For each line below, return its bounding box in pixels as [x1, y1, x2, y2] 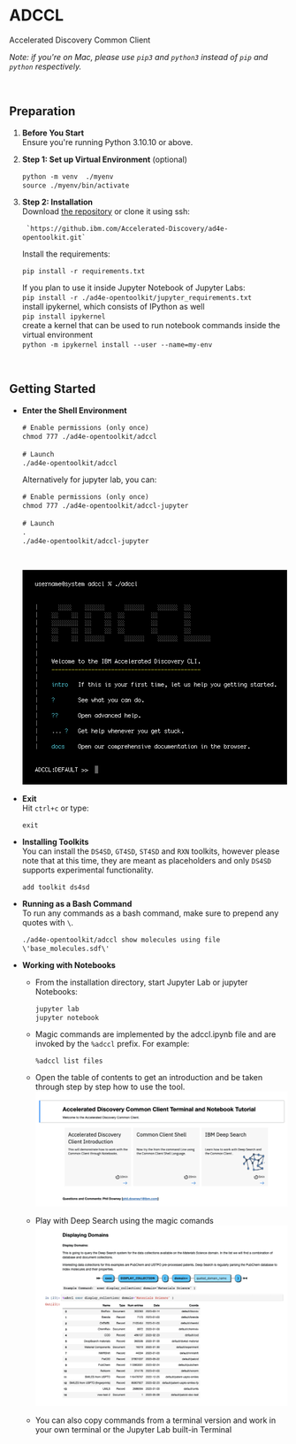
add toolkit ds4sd [21, 882, 90, 892]
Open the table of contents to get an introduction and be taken [34, 1071, 263, 1082]
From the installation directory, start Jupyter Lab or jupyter [34, 977, 248, 987]
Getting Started [9, 381, 96, 396]
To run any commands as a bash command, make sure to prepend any [21, 908, 279, 918]
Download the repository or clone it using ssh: [21, 205, 190, 217]
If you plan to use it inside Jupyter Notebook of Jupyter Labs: [21, 282, 246, 293]
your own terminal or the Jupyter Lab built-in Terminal [34, 1425, 232, 1435]
